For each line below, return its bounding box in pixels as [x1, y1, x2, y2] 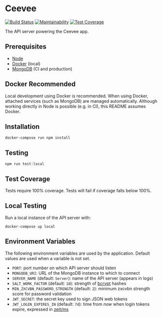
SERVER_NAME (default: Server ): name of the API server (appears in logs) [12, 275, 154, 281]
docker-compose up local [5, 224, 55, 229]
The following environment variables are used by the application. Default [5, 250, 150, 256]
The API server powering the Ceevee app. [5, 28, 89, 34]
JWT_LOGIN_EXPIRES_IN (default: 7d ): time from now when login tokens [12, 301, 150, 307]
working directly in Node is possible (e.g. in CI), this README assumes [5, 103, 146, 109]
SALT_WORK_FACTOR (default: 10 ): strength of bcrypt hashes [12, 280, 127, 286]
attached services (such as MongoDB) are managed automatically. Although [5, 98, 158, 104]
